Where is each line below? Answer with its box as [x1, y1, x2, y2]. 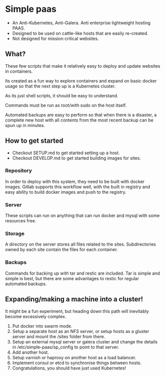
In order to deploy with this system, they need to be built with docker [5, 178, 145, 184]
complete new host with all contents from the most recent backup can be [5, 117, 154, 123]
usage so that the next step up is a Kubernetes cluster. [5, 83, 116, 89]
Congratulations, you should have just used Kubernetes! [12, 365, 127, 371]
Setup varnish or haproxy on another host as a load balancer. [12, 354, 136, 360]
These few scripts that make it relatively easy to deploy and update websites [5, 63, 161, 69]
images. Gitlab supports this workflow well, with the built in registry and [5, 184, 150, 190]
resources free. [5, 218, 36, 224]
